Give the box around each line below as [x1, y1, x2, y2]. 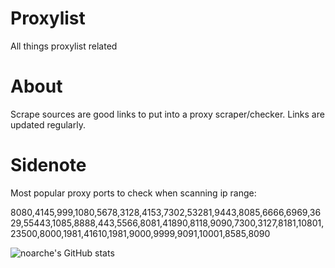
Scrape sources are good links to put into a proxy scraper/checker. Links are [10, 108, 325, 120]
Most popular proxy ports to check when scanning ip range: [10, 187, 257, 199]
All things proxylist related [10, 40, 118, 52]
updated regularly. [10, 118, 86, 131]
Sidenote [10, 154, 87, 177]
